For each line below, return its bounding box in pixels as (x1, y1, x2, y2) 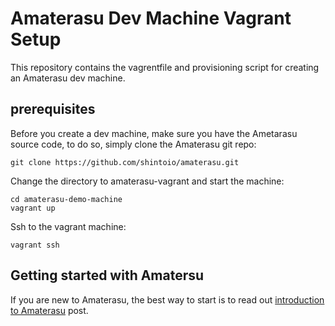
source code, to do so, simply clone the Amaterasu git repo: (10, 138, 257, 150)
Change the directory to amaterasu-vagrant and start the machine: (10, 175, 285, 187)
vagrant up (10, 203, 56, 213)
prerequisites (10, 101, 96, 118)
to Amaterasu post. (10, 304, 89, 316)
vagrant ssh (10, 240, 60, 250)
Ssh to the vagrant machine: (10, 220, 127, 232)
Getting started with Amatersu (10, 267, 205, 284)
